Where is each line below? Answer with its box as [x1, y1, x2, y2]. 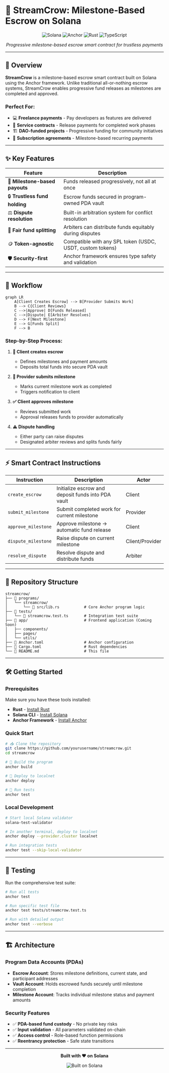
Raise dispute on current [56, 534, 115, 542]
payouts [8, 184, 28, 191]
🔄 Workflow [5, 281, 43, 290]
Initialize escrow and [56, 485, 105, 492]
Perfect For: [5, 103, 35, 110]
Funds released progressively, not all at [63, 177, 156, 185]
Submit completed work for [56, 505, 121, 512]
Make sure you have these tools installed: [5, 697, 92, 703]
